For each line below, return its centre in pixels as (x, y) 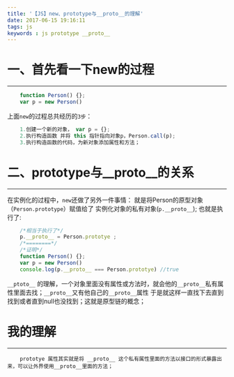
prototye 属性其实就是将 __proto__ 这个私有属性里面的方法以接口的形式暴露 (118, 359)
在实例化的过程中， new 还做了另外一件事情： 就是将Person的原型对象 (105, 200)
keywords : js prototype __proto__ (59, 33)
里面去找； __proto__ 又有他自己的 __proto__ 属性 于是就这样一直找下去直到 (118, 292)
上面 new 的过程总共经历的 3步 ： (50, 116)
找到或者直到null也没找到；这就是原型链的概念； (77, 301)
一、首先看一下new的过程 (81, 70)
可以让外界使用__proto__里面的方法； (65, 366)
